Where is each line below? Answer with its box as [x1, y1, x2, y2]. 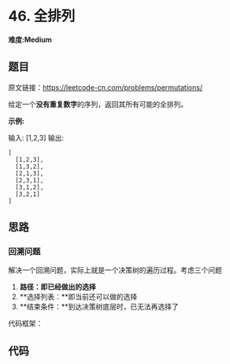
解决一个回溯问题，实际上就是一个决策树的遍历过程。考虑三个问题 [8, 265, 222, 275]
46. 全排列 [8, 7, 76, 25]
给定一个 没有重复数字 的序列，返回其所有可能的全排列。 [8, 99, 187, 109]
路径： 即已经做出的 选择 [19, 282, 96, 292]
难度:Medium [8, 35, 53, 44]
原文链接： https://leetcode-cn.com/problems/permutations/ [8, 82, 203, 92]
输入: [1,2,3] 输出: [8, 133, 65, 142]
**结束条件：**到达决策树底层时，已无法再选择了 [19, 302, 179, 312]
